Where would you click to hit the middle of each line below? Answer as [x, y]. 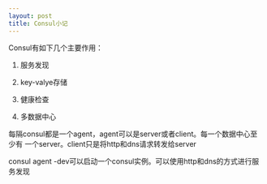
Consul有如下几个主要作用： [56, 47]
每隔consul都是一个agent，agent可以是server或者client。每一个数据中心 [129, 134]
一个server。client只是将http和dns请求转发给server [110, 143]
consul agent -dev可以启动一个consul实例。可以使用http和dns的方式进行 [130, 161]
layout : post [30, 16]
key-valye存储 [43, 82]
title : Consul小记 [38, 24]
